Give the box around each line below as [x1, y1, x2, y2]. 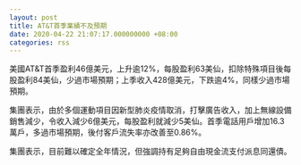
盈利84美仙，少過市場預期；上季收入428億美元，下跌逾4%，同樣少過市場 [16, 75, 290, 86]
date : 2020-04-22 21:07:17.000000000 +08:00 [9, 29, 178, 38]
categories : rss [9, 37, 70, 47]
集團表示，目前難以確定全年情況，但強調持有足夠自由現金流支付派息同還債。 [9, 146, 292, 157]
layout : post [9, 12, 58, 22]
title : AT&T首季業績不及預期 [9, 21, 107, 30]
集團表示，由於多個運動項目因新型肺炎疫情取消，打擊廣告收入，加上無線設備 [9, 104, 292, 116]
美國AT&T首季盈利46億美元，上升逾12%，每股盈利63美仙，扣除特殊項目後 [9, 63, 284, 74]
